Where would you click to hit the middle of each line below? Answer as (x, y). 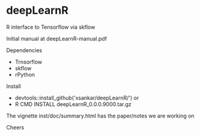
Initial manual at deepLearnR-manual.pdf (56, 38)
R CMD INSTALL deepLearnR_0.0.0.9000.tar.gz (73, 104)
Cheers (15, 127)
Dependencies (24, 50)
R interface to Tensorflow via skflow (51, 27)
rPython (25, 74)
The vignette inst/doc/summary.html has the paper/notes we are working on (100, 116)
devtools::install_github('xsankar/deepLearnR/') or (77, 98)
